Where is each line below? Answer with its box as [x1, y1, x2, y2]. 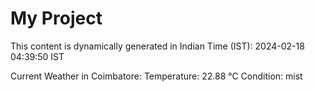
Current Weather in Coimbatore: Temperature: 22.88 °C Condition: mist [10, 70, 303, 82]
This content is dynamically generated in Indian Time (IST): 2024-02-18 [10, 40, 305, 52]
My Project [10, 7, 103, 30]
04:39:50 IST [10, 50, 65, 62]
